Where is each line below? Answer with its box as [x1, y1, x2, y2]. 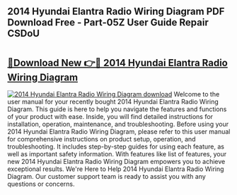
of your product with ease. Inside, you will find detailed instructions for [7, 113, 214, 120]
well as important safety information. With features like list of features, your [7, 150, 227, 158]
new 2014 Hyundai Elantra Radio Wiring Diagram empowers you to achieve [7, 158, 226, 165]
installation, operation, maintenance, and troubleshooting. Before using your [7, 120, 229, 128]
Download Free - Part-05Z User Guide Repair [7, 17, 209, 29]
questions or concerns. [7, 180, 75, 188]
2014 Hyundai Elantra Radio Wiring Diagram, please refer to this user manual [7, 127, 231, 136]
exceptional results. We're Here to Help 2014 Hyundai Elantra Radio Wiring [7, 165, 224, 173]
